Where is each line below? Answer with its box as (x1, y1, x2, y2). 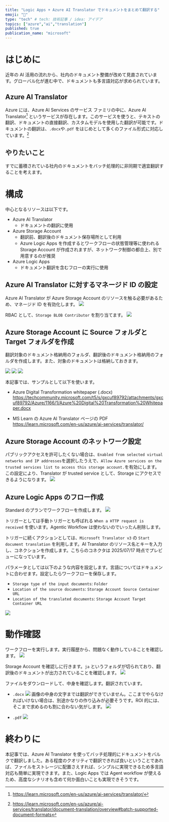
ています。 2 (5, 131, 29, 138)
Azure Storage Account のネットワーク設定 (5, 437, 142, 445)
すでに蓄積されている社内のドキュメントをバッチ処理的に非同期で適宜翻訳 (5, 163, 159, 169)
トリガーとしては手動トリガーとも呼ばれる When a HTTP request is (5, 518, 144, 524)
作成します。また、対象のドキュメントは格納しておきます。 (18, 358, 141, 364)
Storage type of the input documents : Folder (12, 581, 108, 587)
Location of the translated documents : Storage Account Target (12, 596, 146, 602)
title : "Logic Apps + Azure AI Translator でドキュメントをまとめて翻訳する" (5, 7, 160, 13)
